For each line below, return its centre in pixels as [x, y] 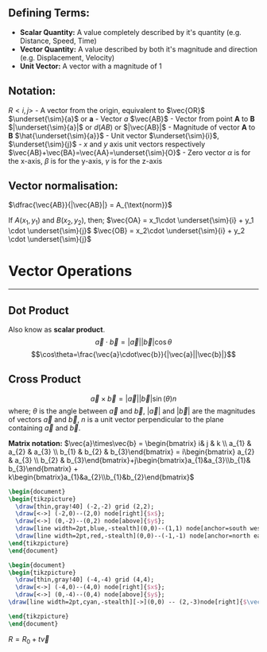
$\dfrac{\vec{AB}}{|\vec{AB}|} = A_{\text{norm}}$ [90, 205]
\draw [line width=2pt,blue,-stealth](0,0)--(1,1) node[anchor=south [131, 529]
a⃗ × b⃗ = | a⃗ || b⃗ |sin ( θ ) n [133, 398]
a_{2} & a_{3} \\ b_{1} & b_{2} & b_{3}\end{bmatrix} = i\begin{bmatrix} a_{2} [132, 452]
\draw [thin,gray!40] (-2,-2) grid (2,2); [85, 506]
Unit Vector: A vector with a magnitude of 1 [91, 66]
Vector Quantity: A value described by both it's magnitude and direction [139, 49]
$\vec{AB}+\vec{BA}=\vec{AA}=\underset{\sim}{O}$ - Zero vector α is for [130, 152]
